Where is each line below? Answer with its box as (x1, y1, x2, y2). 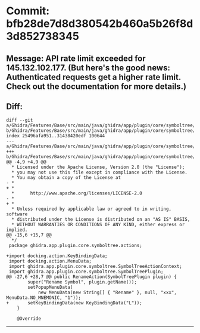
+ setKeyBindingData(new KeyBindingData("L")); (6, 300, 143, 306)
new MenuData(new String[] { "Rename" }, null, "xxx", (37, 289, 177, 296)
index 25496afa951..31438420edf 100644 (6, 133, 105, 139)
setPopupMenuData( (27, 285, 73, 291)
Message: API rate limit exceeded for (6, 53, 146, 63)
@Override (17, 316, 42, 322)
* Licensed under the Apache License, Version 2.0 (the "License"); (11, 164, 185, 171)
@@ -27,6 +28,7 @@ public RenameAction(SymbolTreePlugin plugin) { (6, 274, 177, 280)
